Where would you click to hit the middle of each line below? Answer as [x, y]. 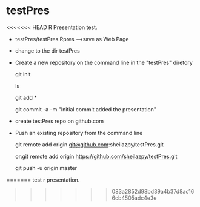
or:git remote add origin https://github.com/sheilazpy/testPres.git [96, 156]
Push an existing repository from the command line [79, 133]
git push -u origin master [46, 168]
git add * [26, 97]
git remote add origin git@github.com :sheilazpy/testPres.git [89, 144]
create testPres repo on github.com [59, 121]
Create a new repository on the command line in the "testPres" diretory [104, 62]
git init [23, 74]
